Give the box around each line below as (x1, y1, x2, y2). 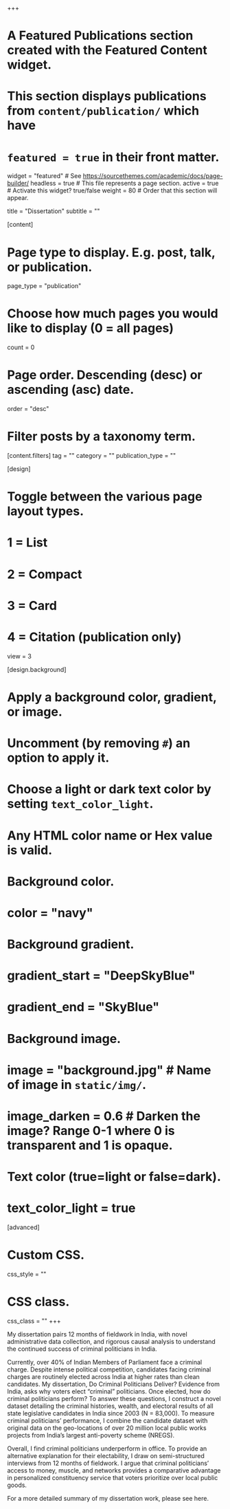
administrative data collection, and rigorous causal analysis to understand (7, 1338, 216, 1345)
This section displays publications (7, 89, 207, 104)
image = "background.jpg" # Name (7, 1062, 211, 1078)
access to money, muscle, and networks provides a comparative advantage (7, 1466, 221, 1475)
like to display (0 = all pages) (7, 320, 174, 336)
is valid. (7, 842, 53, 858)
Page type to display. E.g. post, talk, (7, 245, 216, 260)
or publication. (7, 259, 93, 275)
